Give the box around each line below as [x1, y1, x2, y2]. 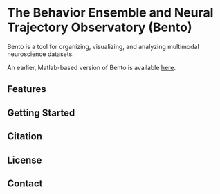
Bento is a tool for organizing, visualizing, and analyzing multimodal [7, 42, 199, 51]
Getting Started [7, 107, 75, 118]
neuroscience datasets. [7, 50, 74, 58]
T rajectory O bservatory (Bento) [7, 19, 192, 35]
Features [7, 83, 46, 95]
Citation [7, 130, 43, 143]
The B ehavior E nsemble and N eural [7, 5, 214, 21]
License [7, 154, 42, 166]
